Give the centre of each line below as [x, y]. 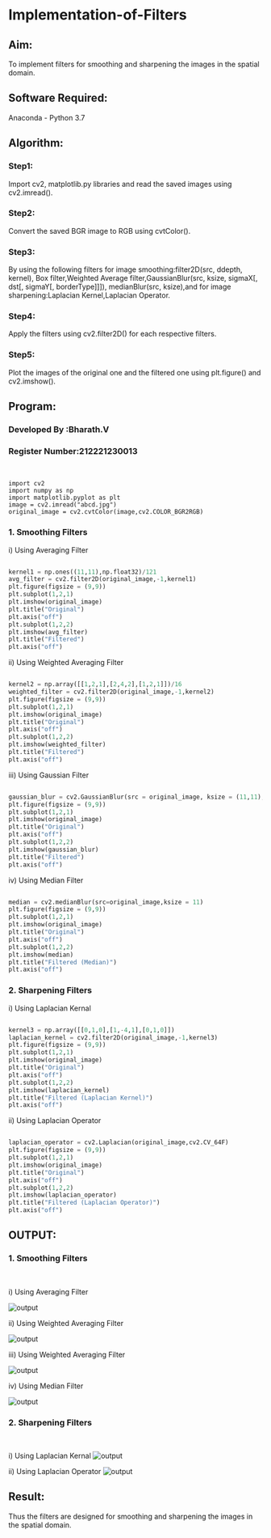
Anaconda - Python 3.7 [47, 117]
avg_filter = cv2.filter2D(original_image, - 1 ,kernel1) [102, 579]
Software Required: [58, 98]
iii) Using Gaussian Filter [49, 775]
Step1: [21, 166]
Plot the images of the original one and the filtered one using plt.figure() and [135, 372]
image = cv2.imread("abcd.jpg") [63, 505]
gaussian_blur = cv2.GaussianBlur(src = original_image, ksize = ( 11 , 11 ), [137, 797]
